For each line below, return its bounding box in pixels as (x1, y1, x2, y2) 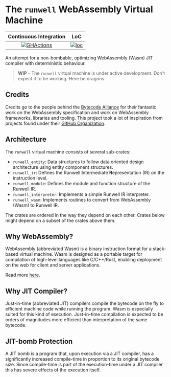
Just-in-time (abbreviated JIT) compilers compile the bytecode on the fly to (5, 300, 164, 306)
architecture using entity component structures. (12, 164, 113, 170)
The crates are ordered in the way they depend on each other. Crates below (5, 212, 165, 218)
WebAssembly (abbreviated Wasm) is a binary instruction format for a (5, 246, 152, 252)
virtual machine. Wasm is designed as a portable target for (19, 251, 143, 257)
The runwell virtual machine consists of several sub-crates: (5, 148, 131, 154)
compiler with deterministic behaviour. (5, 60, 86, 66)
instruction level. (12, 175, 48, 181)
